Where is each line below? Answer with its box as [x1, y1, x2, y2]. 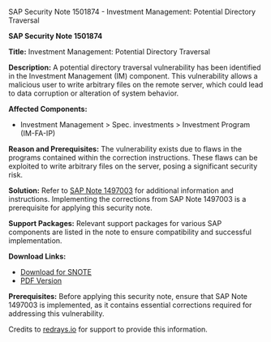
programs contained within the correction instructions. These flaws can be [8, 153, 258, 162]
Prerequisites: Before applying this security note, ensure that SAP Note [8, 292, 248, 301]
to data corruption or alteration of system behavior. [8, 88, 179, 98]
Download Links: [8, 251, 67, 261]
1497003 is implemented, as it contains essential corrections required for [8, 300, 252, 310]
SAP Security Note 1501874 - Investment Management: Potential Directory [8, 7, 256, 16]
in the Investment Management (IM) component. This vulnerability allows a [8, 71, 258, 80]
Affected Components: [8, 105, 88, 113]
